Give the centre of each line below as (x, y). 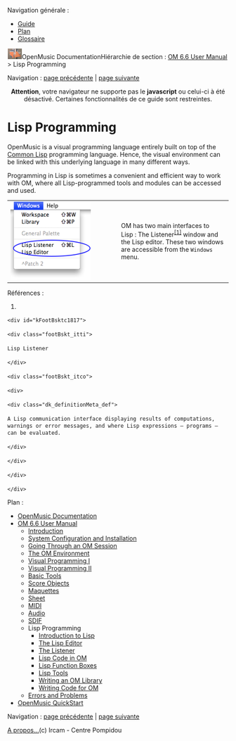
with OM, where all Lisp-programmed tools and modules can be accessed (114, 183)
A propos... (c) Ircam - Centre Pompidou (65, 730)
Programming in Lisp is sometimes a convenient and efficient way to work (114, 175)
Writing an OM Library (70, 680)
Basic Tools (45, 576)
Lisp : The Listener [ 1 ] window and (170, 234)
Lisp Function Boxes (67, 666)
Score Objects (48, 583)
